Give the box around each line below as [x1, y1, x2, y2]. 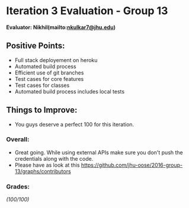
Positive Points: [6, 41, 65, 51]
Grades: [6, 182, 30, 190]
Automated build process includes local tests [14, 87, 125, 95]
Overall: [6, 135, 30, 144]
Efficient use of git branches [14, 69, 84, 76]
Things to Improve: [6, 105, 78, 115]
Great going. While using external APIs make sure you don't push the [14, 149, 184, 156]
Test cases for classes [14, 82, 70, 89]
